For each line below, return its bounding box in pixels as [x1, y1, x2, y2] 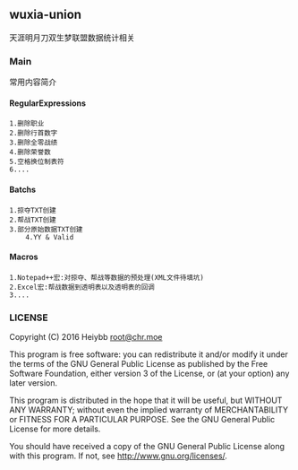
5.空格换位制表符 [9, 157, 64, 167]
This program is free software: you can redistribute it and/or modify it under [9, 349, 288, 360]
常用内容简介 [9, 76, 56, 88]
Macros [9, 251, 38, 263]
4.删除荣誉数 [9, 148, 51, 157]
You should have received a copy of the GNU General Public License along [9, 441, 285, 452]
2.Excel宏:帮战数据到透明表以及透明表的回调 [9, 283, 155, 292]
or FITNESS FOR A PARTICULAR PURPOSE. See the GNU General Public [9, 414, 276, 425]
